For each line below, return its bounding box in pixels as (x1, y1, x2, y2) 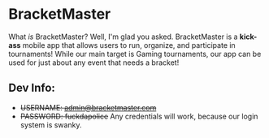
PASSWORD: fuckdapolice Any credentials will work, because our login (20, 111, 258, 121)
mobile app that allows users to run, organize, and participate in (22, 40, 236, 50)
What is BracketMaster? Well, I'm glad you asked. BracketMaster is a (8, 32, 238, 41)
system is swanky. (20, 119, 82, 130)
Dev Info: (8, 81, 55, 95)
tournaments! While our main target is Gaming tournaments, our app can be (8, 49, 262, 58)
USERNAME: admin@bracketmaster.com (20, 102, 157, 112)
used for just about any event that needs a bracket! (8, 58, 180, 67)
